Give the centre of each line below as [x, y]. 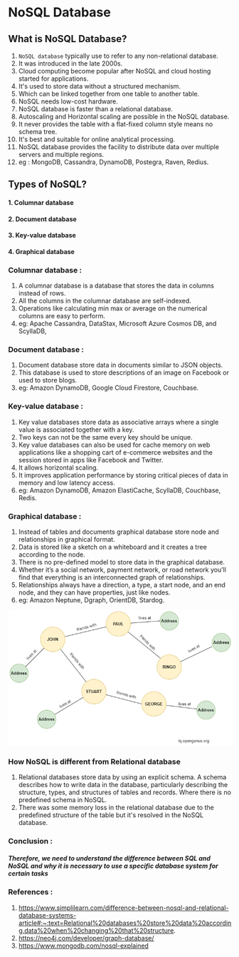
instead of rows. [42, 293]
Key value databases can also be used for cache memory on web [114, 445]
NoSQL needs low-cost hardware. [68, 101]
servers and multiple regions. [61, 155]
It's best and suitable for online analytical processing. [97, 139]
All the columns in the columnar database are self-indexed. [105, 301]
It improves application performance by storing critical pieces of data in [123, 475]
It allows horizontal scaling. [58, 467]
